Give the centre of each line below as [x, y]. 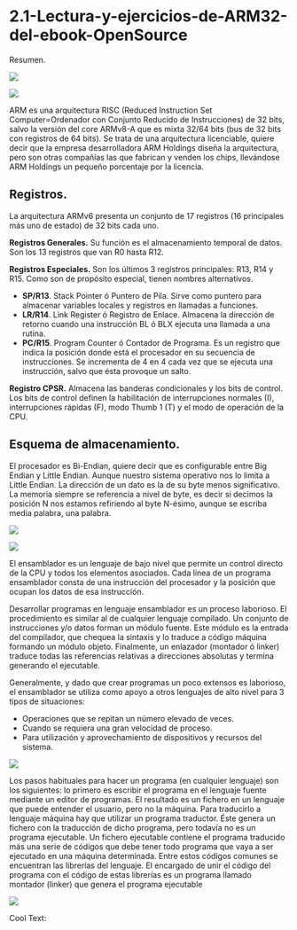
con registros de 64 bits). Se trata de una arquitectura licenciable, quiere [142, 138]
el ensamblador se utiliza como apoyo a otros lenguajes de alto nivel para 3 [147, 692]
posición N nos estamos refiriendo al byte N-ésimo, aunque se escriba [138, 504]
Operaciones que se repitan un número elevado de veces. [128, 718]
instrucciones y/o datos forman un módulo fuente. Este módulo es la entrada [149, 628]
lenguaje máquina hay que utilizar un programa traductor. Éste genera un [143, 818]
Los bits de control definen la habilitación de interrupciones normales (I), [142, 397]
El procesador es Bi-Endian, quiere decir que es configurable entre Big [138, 465]
